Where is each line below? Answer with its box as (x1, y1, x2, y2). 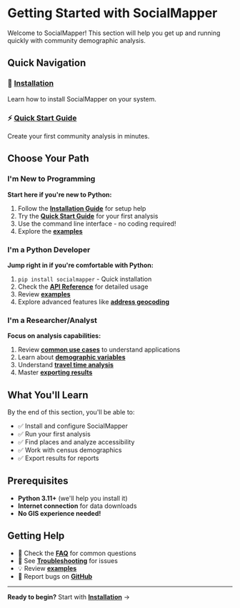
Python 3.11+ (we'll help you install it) (17, 494, 128, 502)
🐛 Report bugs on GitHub (17, 572, 93, 580)
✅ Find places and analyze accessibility (17, 438, 135, 447)
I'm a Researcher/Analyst (7, 315, 98, 325)
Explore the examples (17, 226, 84, 235)
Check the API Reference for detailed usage (17, 282, 149, 291)
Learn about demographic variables (17, 353, 126, 362)
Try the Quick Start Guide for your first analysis (17, 211, 159, 220)
